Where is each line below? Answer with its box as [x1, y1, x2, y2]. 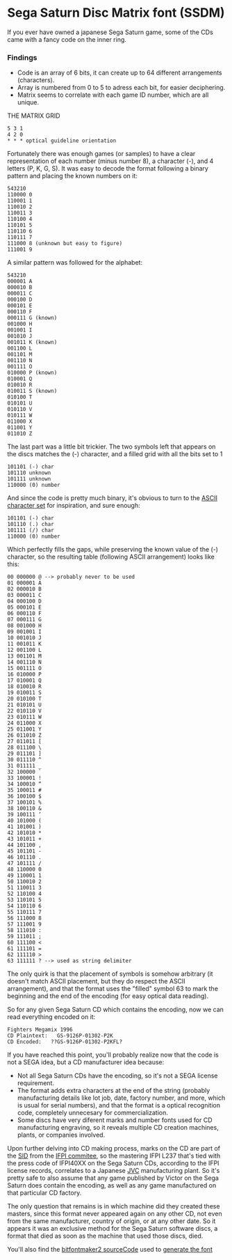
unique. [17, 98, 40, 107]
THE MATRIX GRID [7, 111, 60, 120]
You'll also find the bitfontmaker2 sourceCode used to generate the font [7, 1245, 213, 1254]
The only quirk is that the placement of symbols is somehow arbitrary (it [7, 970, 213, 978]
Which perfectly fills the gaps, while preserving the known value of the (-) [7, 545, 219, 554]
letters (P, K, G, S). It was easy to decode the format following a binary [7, 164, 208, 173]
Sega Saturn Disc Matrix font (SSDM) [7, 5, 225, 21]
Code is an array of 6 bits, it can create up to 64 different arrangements [17, 68, 222, 77]
